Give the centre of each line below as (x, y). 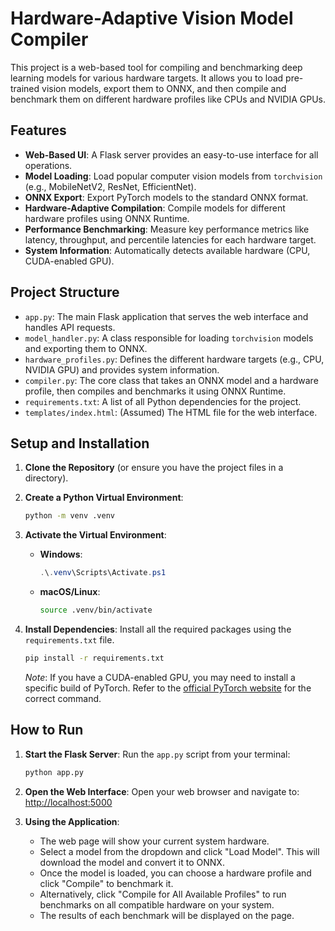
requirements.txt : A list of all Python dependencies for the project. (163, 401)
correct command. (63, 698)
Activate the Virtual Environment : (95, 535)
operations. (48, 165)
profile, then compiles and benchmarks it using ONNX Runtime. (155, 391)
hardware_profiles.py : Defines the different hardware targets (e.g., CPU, (174, 359)
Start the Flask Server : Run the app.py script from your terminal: (157, 754)
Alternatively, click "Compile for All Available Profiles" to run (163, 894)
